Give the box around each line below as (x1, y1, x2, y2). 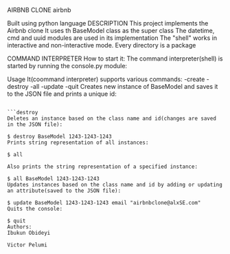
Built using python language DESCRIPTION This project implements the (7, 19, 209, 27)
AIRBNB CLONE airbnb (7, 6, 71, 14)
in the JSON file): (7, 121, 63, 128)
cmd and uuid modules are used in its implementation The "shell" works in (7, 34, 218, 42)
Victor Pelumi (7, 242, 48, 248)
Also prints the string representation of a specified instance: (7, 163, 198, 170)
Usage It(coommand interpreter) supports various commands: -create (7, 75, 205, 83)
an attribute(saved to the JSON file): (7, 187, 122, 194)
